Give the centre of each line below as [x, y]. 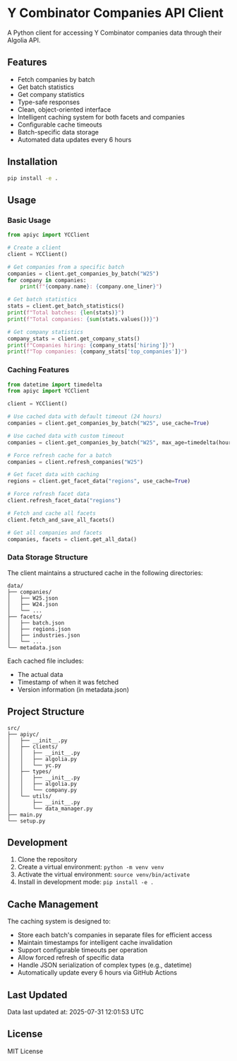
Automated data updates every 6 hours [74, 139]
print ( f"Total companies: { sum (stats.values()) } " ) [83, 319]
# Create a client [34, 248]
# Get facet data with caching [53, 475]
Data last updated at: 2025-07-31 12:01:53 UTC [76, 1011]
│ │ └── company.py [42, 790]
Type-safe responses [48, 102]
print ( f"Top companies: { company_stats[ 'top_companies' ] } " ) [98, 352]
